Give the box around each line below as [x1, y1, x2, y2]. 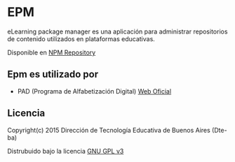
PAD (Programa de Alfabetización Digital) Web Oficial [17, 87, 172, 95]
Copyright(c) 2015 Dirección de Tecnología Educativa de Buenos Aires [7, 126, 210, 134]
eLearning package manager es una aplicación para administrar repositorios [7, 27, 228, 36]
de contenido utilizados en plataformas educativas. [7, 34, 156, 43]
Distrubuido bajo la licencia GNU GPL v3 [7, 147, 124, 155]
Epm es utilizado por [7, 68, 99, 80]
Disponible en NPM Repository [7, 48, 96, 57]
